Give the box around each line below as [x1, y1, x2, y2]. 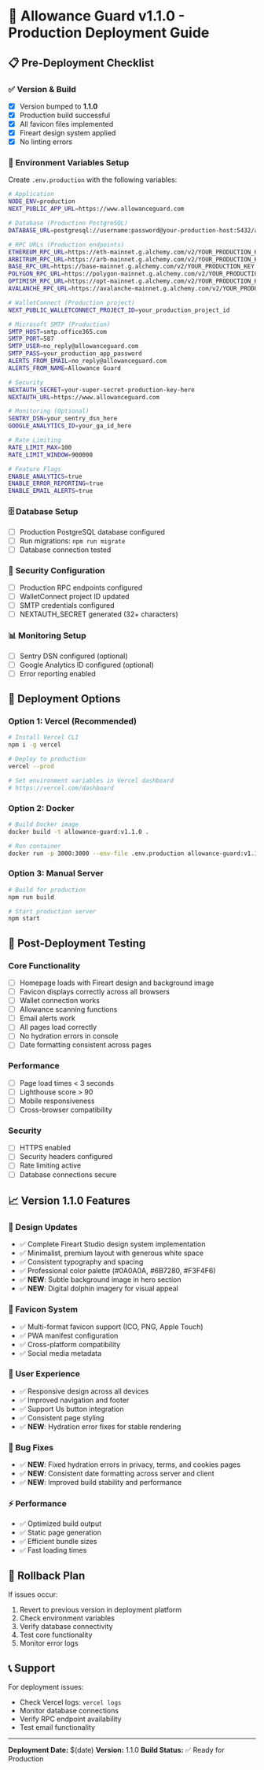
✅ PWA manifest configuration [19, 1331, 119, 1340]
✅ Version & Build [8, 83, 77, 94]
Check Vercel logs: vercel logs [19, 1698, 122, 1707]
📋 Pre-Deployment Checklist [8, 56, 155, 69]
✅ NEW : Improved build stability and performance [19, 1478, 182, 1487]
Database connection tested [19, 545, 112, 554]
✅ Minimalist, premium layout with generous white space [19, 1248, 204, 1258]
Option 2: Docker [8, 802, 75, 813]
